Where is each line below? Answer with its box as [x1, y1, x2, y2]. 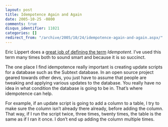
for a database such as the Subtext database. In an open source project [5, 69, 154, 75]
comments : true [5, 21, 37, 26]
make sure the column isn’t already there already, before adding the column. [5, 105, 163, 111]
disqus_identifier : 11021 [5, 26, 59, 31]
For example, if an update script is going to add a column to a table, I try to [5, 100, 160, 106]
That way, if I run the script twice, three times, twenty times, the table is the [5, 110, 162, 116]
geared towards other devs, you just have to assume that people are [5, 74, 147, 80]
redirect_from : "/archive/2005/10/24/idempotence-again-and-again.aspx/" [5, 35, 163, 40]
